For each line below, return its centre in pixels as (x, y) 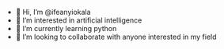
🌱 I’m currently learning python (66, 28)
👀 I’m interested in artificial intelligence (79, 20)
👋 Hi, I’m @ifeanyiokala (53, 12)
